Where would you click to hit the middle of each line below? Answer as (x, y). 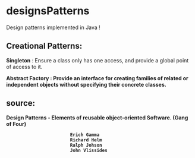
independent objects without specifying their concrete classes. (86, 84)
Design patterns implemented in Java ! (54, 27)
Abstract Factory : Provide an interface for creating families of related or (97, 78)
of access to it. (24, 67)
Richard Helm (86, 140)
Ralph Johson (86, 145)
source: (21, 103)
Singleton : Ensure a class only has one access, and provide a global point (97, 60)
